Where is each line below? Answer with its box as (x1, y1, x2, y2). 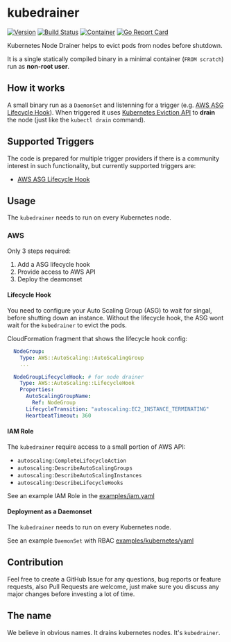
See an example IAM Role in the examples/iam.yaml (7, 491, 155, 500)
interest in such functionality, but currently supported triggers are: (7, 161, 196, 170)
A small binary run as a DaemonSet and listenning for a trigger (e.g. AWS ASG (7, 101, 224, 109)
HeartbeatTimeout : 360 (25, 412, 92, 419)
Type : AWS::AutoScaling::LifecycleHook (19, 380, 135, 387)
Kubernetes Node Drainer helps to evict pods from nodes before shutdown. (7, 41, 223, 49)
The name (7, 610, 52, 622)
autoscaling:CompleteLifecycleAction (17, 457, 127, 464)
